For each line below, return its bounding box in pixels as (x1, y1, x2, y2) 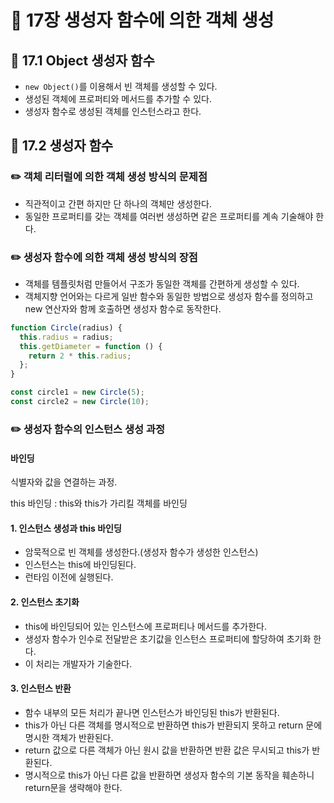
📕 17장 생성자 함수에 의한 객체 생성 (10, 9, 275, 32)
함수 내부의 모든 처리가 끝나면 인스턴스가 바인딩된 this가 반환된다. (24, 706, 280, 718)
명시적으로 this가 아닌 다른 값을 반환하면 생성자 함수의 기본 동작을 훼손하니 (24, 769, 315, 781)
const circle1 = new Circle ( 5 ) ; (10, 387, 145, 398)
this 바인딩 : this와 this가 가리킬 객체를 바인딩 (10, 497, 188, 510)
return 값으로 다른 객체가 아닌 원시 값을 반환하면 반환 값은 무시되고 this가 (24, 744, 310, 756)
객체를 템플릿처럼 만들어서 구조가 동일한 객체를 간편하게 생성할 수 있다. (24, 277, 300, 290)
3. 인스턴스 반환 (10, 682, 72, 695)
